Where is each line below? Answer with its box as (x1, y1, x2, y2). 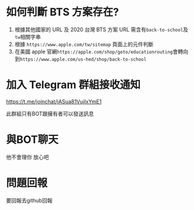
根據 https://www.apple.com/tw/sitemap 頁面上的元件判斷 (14, 41, 154, 48)
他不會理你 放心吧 (6, 154, 49, 161)
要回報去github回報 (6, 196, 53, 204)
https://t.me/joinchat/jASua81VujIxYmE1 (6, 98, 102, 105)
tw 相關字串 (14, 33, 41, 40)
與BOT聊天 (6, 133, 59, 146)
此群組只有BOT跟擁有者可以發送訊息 (6, 110, 94, 117)
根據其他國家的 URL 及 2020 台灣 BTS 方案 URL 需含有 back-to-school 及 (14, 26, 189, 33)
